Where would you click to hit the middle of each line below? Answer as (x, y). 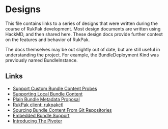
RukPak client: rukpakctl (38, 105)
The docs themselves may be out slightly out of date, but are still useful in (83, 49)
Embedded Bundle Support (41, 115)
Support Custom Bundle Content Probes (55, 88)
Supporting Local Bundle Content (48, 94)
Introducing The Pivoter (37, 121)
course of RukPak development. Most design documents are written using (83, 28)
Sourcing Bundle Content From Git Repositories (62, 110)
